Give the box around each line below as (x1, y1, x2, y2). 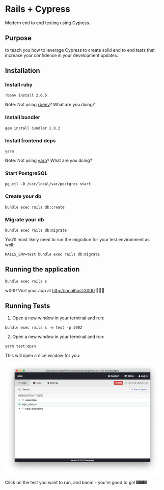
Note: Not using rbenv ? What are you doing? (5, 102, 95, 108)
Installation (5, 66, 40, 75)
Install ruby (5, 81, 33, 88)
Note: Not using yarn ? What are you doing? (5, 157, 92, 163)
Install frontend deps (5, 137, 56, 144)
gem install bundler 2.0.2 (5, 125, 60, 131)
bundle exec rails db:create (5, 205, 65, 210)
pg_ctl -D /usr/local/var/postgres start (5, 182, 91, 186)
